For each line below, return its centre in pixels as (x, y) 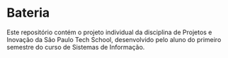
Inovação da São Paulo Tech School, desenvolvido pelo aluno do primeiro (114, 39)
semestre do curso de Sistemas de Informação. (76, 47)
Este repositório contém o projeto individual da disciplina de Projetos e (109, 32)
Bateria (28, 13)
